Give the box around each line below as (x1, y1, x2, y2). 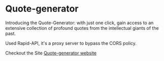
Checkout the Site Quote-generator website (5, 50, 97, 56)
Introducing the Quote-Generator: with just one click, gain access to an (5, 20, 154, 26)
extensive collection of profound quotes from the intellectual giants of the (5, 25, 159, 31)
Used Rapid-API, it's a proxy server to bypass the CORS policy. (5, 40, 137, 46)
